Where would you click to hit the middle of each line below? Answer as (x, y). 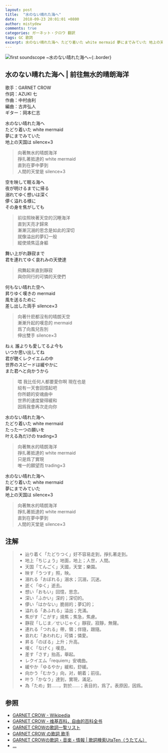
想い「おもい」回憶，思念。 (53, 592)
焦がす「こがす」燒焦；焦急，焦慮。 (62, 617)
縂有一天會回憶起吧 (37, 388)
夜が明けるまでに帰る (27, 188)
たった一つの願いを (25, 430)
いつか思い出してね (25, 352)
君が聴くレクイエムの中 (29, 358)
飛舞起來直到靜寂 (35, 270)
